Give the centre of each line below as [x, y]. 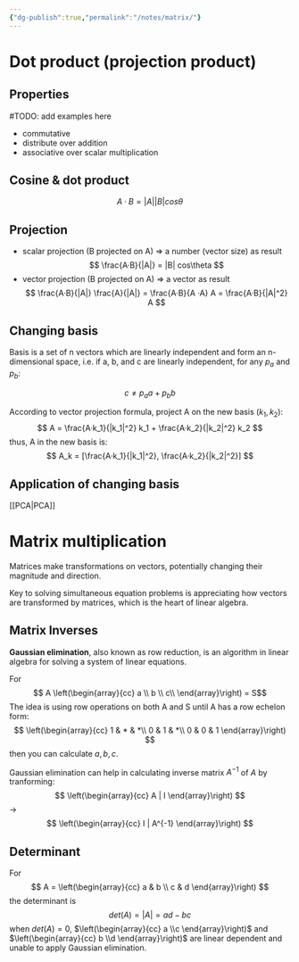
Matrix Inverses [54, 630]
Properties [39, 95]
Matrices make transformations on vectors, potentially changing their [136, 566]
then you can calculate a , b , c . [64, 753]
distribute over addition [65, 143]
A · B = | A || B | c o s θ [150, 202]
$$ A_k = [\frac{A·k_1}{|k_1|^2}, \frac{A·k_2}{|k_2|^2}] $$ [150, 456]
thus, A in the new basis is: [58, 442]
